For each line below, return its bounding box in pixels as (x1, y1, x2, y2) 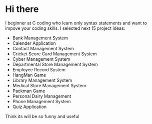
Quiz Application (12, 104, 47, 110)
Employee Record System (12, 66, 66, 73)
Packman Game (12, 88, 45, 94)
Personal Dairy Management (12, 93, 71, 99)
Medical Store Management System (12, 82, 86, 88)
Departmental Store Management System (12, 61, 98, 67)
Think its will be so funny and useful (5, 113, 79, 119)
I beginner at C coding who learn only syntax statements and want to (5, 20, 147, 26)
